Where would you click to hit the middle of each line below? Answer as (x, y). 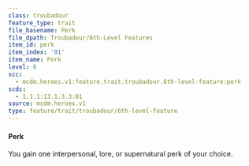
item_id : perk (32, 45)
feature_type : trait (42, 23)
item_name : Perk (35, 60)
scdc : (17, 89)
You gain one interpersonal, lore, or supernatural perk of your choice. (121, 154)
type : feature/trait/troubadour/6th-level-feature (93, 111)
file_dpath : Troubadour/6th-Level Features (81, 38)
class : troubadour (38, 15)
